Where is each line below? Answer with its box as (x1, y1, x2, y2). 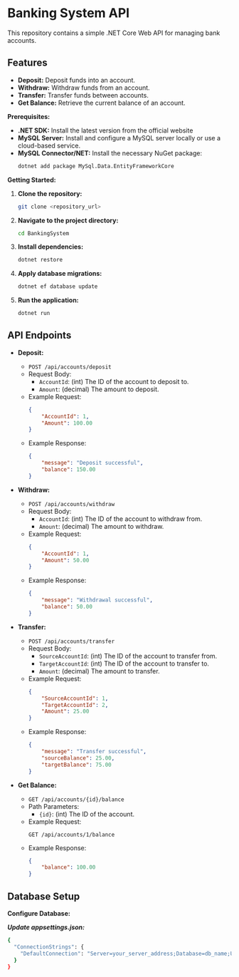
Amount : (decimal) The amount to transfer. (38, 666, 160, 675)
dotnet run (17, 310, 51, 317)
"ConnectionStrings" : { (14, 943, 84, 951)
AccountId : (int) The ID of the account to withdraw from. (38, 515, 203, 523)
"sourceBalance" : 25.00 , (41, 754, 115, 762)
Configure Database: (7, 909, 71, 917)
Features (7, 57, 48, 69)
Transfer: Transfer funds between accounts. (17, 91, 149, 99)
